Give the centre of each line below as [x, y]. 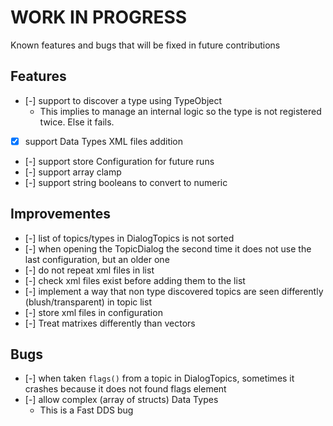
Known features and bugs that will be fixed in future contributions [145, 45]
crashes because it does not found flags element [125, 389]
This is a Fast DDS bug [86, 410]
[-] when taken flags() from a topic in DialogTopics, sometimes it [159, 378]
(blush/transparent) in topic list [88, 302]
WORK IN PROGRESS [99, 17]
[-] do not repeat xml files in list [89, 270]
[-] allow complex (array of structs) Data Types [121, 400]
